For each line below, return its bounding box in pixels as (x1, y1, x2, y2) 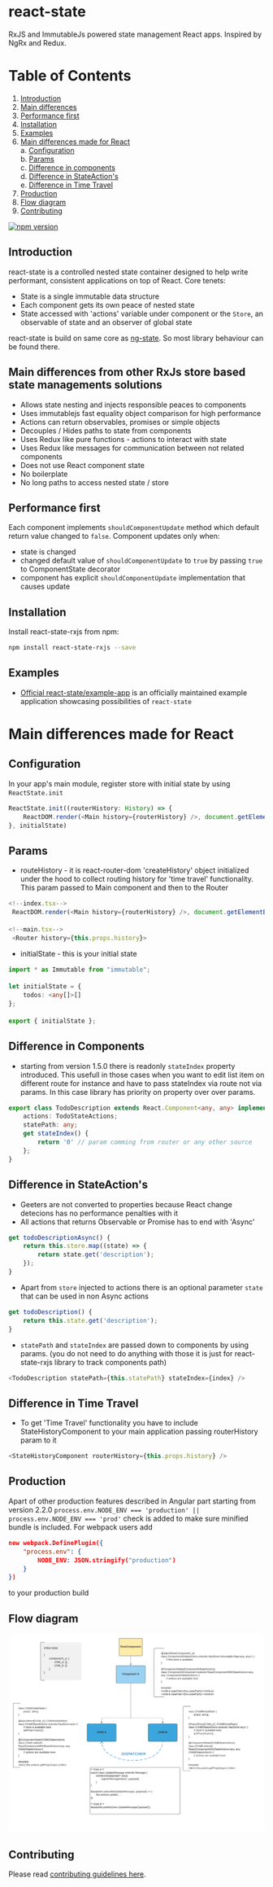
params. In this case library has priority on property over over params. (19, 1087, 256, 1097)
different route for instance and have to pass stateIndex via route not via (19, 1078, 262, 1088)
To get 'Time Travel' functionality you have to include (19, 1418, 199, 1428)
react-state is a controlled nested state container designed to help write (8, 267, 249, 277)
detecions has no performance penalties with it (19, 1208, 179, 1218)
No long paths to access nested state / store (19, 477, 169, 487)
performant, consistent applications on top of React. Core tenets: (8, 275, 226, 285)
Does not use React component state (19, 460, 145, 470)
